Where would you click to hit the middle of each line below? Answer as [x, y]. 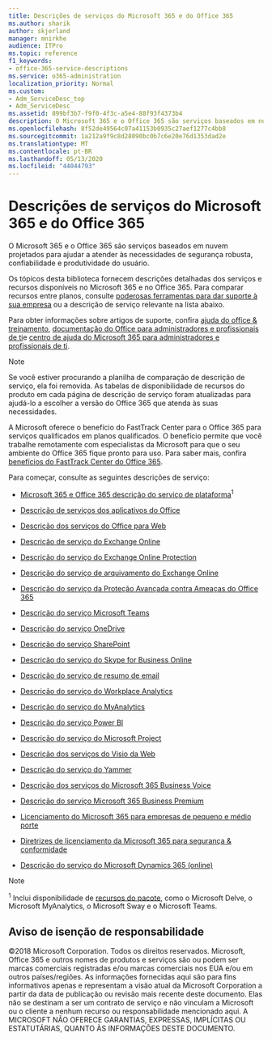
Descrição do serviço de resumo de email [89, 675]
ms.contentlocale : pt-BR [50, 151]
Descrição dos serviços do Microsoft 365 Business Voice [116, 785]
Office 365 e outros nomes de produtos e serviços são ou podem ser [123, 960]
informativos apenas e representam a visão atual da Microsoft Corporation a [136, 986]
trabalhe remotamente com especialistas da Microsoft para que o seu [124, 445]
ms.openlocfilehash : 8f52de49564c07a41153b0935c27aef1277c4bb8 [117, 129]
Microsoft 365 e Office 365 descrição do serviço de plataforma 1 [127, 494]
